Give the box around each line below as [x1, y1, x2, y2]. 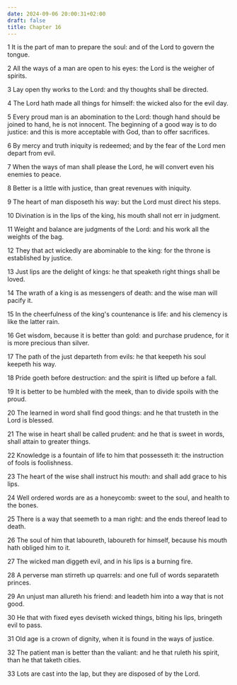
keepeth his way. [7, 360, 57, 369]
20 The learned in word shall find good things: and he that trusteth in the [7, 408, 219, 418]
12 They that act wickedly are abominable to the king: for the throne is [7, 246, 211, 255]
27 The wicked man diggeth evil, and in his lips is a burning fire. [7, 557, 193, 566]
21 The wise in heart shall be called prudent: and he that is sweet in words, [7, 430, 225, 439]
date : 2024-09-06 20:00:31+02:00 [7, 10, 106, 18]
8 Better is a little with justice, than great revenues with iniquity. [7, 184, 192, 192]
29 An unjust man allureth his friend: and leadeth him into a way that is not [7, 592, 224, 601]
